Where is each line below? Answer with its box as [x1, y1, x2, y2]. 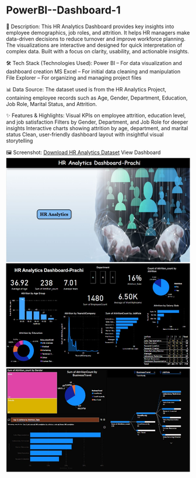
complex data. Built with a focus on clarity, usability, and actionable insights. [6, 47, 190, 54]
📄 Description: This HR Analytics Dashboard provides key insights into [6, 23, 174, 30]
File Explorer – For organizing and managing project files [6, 74, 142, 81]
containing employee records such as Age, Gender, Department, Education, [6, 94, 188, 101]
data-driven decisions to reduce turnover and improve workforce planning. [6, 35, 185, 42]
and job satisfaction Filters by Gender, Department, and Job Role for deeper [6, 118, 188, 125]
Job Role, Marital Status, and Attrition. [6, 100, 97, 107]
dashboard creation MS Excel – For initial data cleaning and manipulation [6, 68, 181, 75]
